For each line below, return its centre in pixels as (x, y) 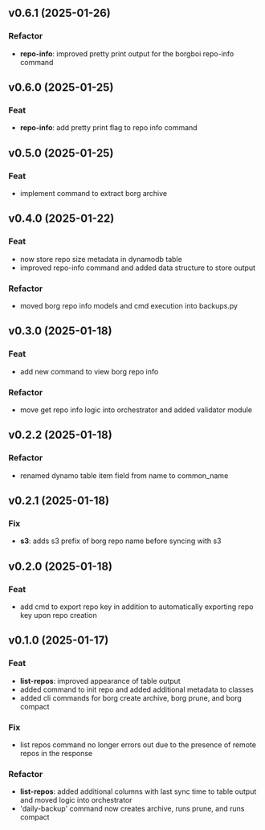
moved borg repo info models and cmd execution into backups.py (129, 306)
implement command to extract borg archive (93, 194)
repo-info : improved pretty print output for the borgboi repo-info (127, 53)
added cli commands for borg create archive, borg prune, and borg (131, 697)
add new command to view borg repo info (89, 371)
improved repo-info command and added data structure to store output (137, 268)
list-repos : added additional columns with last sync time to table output (138, 791)
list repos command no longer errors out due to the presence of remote (138, 745)
